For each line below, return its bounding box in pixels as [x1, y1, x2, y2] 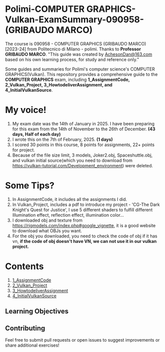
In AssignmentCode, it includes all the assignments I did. [12, 196, 127, 202]
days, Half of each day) [12, 131, 61, 137]
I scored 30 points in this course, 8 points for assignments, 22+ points [12, 142, 155, 148]
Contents [5, 261, 44, 272]
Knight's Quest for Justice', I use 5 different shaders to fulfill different [12, 206, 153, 213]
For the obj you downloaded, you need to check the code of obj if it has [12, 233, 158, 239]
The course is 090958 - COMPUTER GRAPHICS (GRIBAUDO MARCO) [5, 40, 146, 46]
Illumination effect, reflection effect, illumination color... [12, 212, 124, 218]
